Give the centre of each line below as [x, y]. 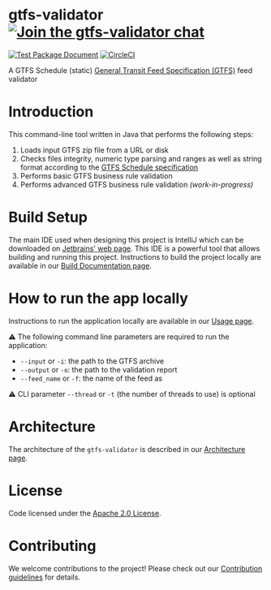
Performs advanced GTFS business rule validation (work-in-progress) [137, 184]
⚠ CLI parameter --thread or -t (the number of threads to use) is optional [132, 394]
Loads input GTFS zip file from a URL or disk [94, 150]
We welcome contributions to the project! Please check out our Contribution [135, 568]
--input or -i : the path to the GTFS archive [92, 361]
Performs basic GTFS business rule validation [96, 175]
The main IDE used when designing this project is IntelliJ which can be [126, 239]
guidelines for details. [45, 577]
